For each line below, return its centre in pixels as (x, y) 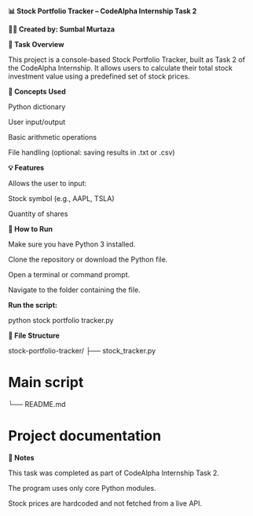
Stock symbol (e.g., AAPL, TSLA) (62, 198)
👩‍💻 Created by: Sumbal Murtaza (62, 29)
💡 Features (26, 168)
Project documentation (85, 436)
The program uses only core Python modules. (82, 488)
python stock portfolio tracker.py (61, 320)
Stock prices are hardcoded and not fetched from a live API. (105, 503)
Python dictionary (37, 107)
